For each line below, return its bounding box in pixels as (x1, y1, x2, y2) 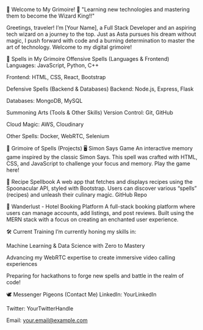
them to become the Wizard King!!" (6, 12, 95, 19)
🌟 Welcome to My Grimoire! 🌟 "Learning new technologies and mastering (6, 6, 190, 13)
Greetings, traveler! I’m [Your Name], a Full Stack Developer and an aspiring (6, 24, 196, 31)
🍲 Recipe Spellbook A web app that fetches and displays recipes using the (6, 178, 193, 185)
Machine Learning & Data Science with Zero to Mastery (6, 242, 145, 249)
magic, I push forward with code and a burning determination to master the (6, 37, 195, 44)
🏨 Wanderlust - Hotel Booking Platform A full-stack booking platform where (6, 203, 196, 210)
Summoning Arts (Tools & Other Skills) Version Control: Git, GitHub (6, 109, 174, 116)
